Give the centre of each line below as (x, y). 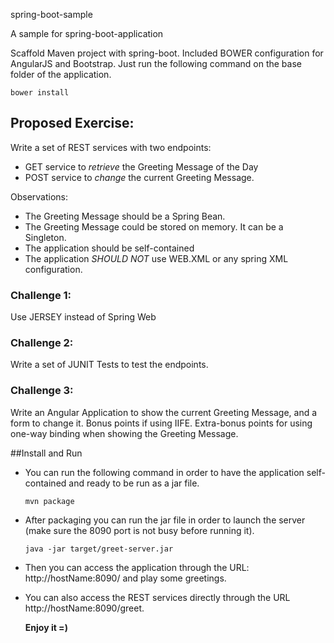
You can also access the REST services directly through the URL (157, 597)
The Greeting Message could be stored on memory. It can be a (154, 226)
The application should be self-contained (109, 248)
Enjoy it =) (46, 627)
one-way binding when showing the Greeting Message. (124, 433)
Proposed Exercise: (72, 123)
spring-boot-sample (51, 14)
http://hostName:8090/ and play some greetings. (125, 578)
